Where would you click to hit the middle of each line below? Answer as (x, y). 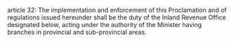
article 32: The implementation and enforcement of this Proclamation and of (117, 10)
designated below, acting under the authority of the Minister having (105, 25)
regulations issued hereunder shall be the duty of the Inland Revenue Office (117, 17)
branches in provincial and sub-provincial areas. (77, 32)
